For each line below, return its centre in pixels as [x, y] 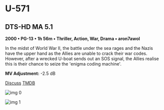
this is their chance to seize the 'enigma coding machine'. [63, 64]
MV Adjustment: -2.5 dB [30, 73]
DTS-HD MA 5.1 [29, 27]
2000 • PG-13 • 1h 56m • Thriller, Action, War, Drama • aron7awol [73, 38]
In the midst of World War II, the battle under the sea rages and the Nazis [79, 48]
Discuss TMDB [20, 83]
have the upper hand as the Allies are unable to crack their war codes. [76, 53]
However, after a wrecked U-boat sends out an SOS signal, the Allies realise [82, 59]
